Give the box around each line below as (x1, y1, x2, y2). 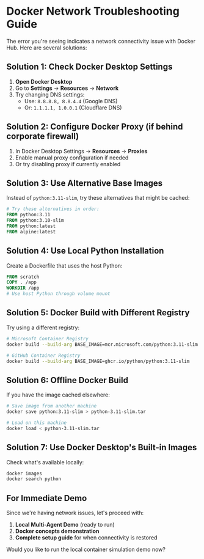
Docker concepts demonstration (15, 527, 100, 535)
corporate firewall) (6, 131, 79, 142)
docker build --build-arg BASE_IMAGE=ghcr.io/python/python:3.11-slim (6, 358, 190, 364)
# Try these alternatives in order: (6, 206, 100, 212)
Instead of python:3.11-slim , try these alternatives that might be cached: (6, 194, 190, 202)
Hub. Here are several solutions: (6, 44, 87, 51)
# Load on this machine (6, 420, 67, 426)
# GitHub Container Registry (6, 353, 81, 359)
